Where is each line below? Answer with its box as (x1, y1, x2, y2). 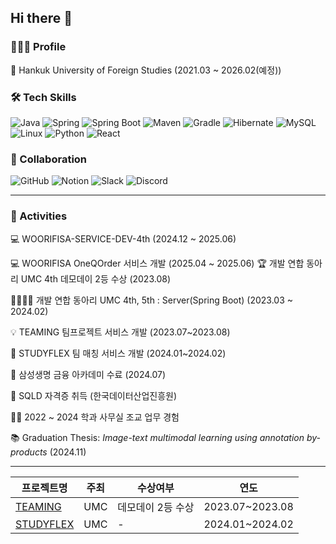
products (10, 446, 48, 458)
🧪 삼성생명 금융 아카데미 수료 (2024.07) (10, 368, 167, 380)
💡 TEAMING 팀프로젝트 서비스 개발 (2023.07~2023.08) (10, 326, 231, 338)
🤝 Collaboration (10, 152, 88, 166)
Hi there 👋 (10, 10, 73, 27)
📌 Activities (10, 209, 68, 223)
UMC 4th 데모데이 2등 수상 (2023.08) (20, 272, 172, 285)
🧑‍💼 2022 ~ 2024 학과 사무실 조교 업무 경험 (10, 411, 180, 423)
